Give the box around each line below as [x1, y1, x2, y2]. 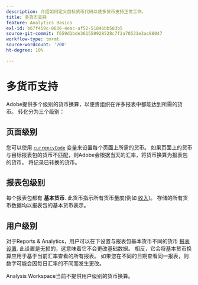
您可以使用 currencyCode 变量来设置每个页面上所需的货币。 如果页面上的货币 [6, 143, 193, 151]
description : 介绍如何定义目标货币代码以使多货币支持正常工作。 [6, 8, 147, 15]
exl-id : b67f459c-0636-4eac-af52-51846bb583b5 [6, 25, 123, 31]
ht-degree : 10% [6, 47, 44, 53]
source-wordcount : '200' [6, 42, 67, 48]
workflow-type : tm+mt [6, 36, 60, 42]
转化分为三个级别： [17, 108, 65, 115]
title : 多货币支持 [6, 14, 47, 20]
